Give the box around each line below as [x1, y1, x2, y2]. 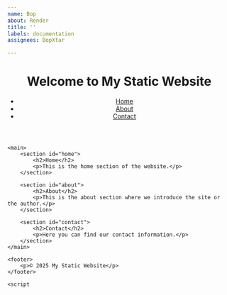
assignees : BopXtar [7, 37, 65, 44]
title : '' [7, 23, 37, 30]
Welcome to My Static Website [27, 74, 211, 89]
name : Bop [7, 10, 37, 18]
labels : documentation [7, 30, 74, 38]
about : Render [7, 17, 50, 24]
